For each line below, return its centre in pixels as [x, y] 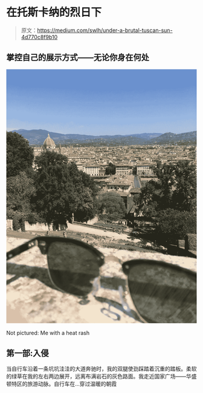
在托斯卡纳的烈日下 [54, 12]
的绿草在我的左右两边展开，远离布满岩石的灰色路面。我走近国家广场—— [96, 376]
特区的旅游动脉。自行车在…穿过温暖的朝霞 [64, 384]
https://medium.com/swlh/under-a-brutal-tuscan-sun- [105, 30]
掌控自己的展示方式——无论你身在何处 [78, 58]
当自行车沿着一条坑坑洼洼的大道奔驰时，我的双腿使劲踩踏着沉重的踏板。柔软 [101, 369]
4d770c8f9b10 [39, 37]
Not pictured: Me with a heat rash [48, 333]
